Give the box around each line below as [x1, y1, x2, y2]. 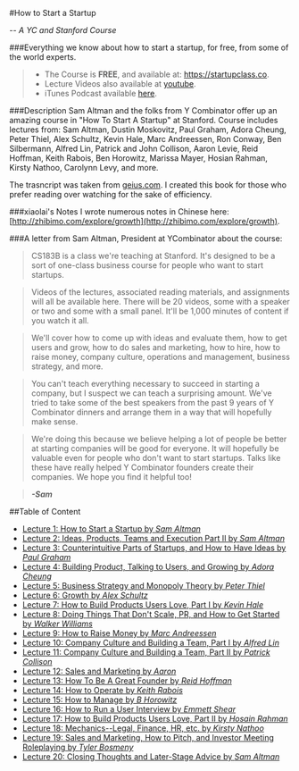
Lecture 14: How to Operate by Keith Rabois [21, 685, 183, 695]
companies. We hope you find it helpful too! [30, 472, 192, 482]
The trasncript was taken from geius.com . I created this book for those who [9, 180, 287, 190]
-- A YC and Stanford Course [9, 25, 117, 35]
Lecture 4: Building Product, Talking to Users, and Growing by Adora [21, 562, 275, 572]
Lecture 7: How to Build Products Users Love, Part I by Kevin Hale [21, 599, 264, 610]
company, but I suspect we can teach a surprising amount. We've [30, 388, 272, 398]
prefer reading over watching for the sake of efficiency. [9, 189, 212, 199]
